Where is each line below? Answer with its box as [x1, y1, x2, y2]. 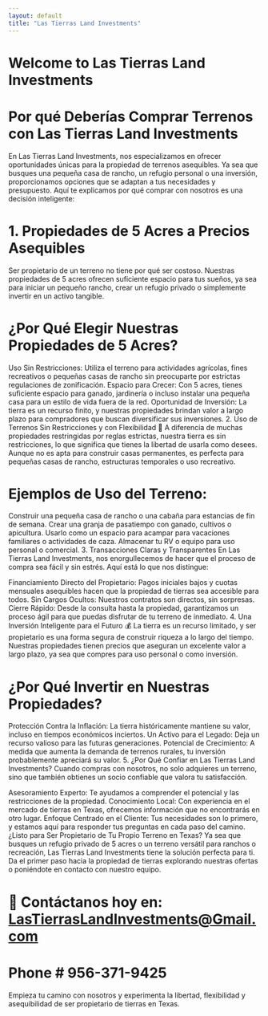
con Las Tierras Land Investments [8, 124, 238, 143]
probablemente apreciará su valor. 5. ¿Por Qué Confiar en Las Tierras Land [8, 755, 256, 765]
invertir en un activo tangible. [8, 291, 105, 301]
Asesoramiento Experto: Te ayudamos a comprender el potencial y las [8, 788, 240, 798]
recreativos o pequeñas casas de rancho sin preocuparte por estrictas [8, 371, 241, 381]
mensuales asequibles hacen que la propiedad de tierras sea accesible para [8, 587, 259, 596]
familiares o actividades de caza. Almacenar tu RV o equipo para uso [8, 537, 235, 547]
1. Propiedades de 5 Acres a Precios [8, 221, 250, 240]
